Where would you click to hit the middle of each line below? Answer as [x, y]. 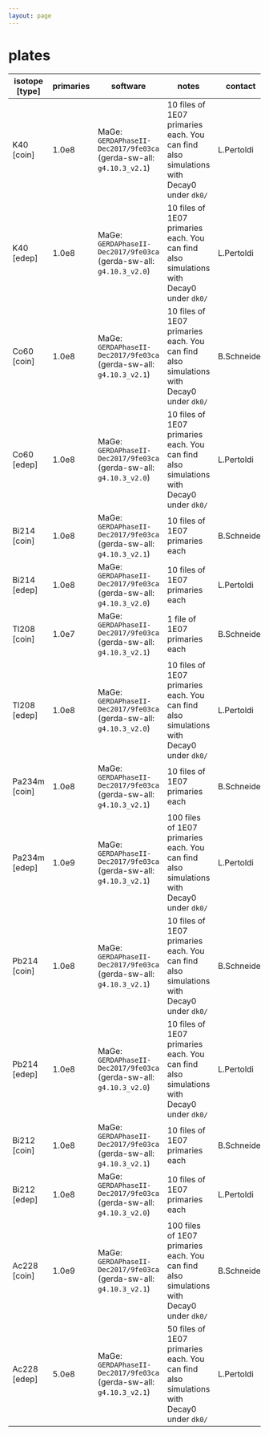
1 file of [181, 618]
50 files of [186, 1328]
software [128, 86]
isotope [29, 81]
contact [241, 86]
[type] [29, 91]
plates [29, 55]
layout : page [30, 16]
